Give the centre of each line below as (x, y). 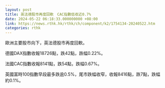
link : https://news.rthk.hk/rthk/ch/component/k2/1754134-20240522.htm (80, 23)
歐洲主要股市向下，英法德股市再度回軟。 (46, 43)
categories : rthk (23, 28)
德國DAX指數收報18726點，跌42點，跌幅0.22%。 (55, 53)
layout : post (18, 10)
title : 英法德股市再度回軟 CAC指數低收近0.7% (48, 14)
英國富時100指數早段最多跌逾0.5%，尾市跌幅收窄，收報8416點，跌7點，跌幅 (83, 74)
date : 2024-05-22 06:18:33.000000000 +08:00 (51, 19)
